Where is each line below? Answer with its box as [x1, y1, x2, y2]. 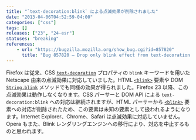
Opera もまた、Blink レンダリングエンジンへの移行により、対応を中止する [6, 120, 185, 127]
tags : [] [6, 25, 28, 31]
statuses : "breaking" [6, 36, 59, 42]
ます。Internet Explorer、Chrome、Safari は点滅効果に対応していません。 [6, 112, 184, 120]
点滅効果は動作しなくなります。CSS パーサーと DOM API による [6, 91, 160, 98]
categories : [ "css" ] [6, 19, 57, 25]
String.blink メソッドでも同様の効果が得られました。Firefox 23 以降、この [6, 83, 189, 91]
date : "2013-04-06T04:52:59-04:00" [6, 14, 93, 20]
